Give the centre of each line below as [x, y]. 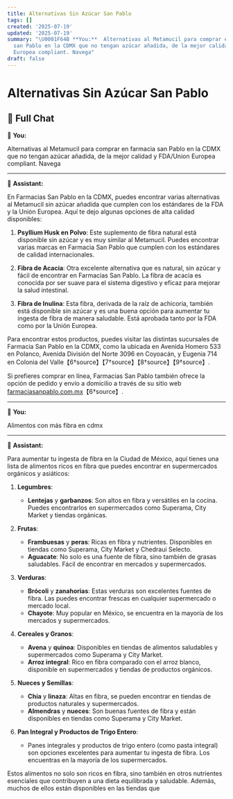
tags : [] [20, 20]
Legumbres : [35, 487]
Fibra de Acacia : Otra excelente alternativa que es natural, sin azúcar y [119, 268]
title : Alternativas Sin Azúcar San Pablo [69, 14]
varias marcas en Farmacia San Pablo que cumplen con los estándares [118, 247]
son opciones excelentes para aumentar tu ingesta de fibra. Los [119, 753]
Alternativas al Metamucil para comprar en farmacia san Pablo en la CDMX [114, 148]
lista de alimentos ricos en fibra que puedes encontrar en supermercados [112, 466]
